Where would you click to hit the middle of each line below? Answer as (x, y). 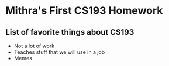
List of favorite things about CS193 (70, 32)
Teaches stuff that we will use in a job (59, 52)
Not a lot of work (34, 46)
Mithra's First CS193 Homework (84, 11)
